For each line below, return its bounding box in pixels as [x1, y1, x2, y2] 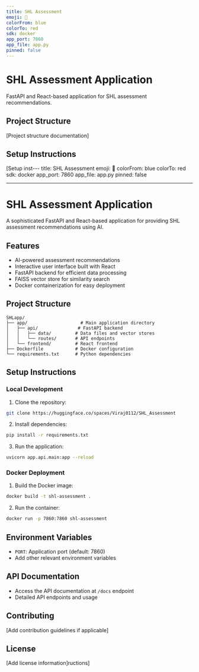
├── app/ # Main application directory [6, 320, 155, 326]
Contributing [6, 611, 54, 621]
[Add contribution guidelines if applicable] [6, 626, 109, 633]
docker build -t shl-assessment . [6, 494, 92, 500]
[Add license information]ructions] [6, 660, 90, 667]
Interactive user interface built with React [14, 263, 115, 270]
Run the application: [14, 443, 64, 450]
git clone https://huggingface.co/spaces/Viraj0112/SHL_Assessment [6, 410, 176, 416]
